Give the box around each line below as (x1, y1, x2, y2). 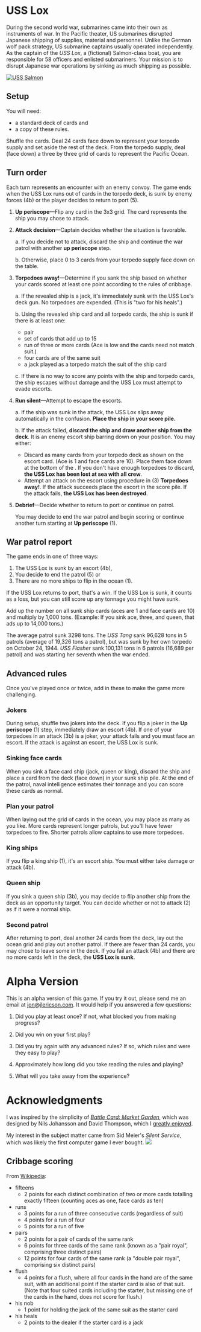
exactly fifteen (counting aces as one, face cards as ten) (23, 1197, 164, 1204)
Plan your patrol (6, 802, 54, 810)
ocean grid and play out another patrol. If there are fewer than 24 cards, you (6, 940, 196, 948)
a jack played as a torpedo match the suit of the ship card (23, 360, 167, 368)
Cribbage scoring (6, 1156, 73, 1167)
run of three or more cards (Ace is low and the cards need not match (23, 341, 194, 348)
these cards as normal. (6, 787, 63, 794)
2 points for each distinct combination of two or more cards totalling (23, 1190, 193, 1197)
